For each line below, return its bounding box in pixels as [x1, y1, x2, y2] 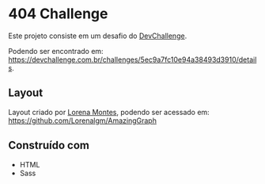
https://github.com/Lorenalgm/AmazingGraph [8, 116, 157, 125]
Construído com [8, 139, 89, 152]
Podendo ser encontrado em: [8, 46, 104, 56]
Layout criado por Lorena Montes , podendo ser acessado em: [8, 107, 210, 117]
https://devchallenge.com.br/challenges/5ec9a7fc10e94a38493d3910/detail [8, 55, 257, 64]
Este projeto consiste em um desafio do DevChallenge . [8, 31, 187, 40]
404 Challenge [8, 5, 108, 23]
